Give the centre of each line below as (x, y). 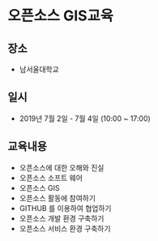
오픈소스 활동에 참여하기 (58, 198)
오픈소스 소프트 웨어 (51, 178)
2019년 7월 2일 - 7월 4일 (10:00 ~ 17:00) (85, 118)
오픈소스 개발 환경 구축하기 (62, 218)
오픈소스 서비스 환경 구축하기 (65, 228)
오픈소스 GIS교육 (61, 16)
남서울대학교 (39, 69)
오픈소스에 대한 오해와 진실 (62, 167)
